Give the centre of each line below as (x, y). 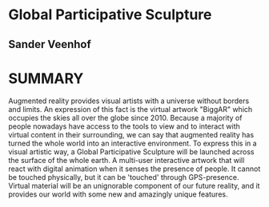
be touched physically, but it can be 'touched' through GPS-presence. (124, 177)
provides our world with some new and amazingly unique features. (118, 194)
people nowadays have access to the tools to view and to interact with (124, 126)
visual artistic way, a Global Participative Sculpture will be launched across (131, 151)
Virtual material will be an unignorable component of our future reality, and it (134, 185)
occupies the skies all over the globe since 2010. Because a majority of (125, 117)
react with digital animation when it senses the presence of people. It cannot (134, 169)
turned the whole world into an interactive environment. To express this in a (133, 143)
